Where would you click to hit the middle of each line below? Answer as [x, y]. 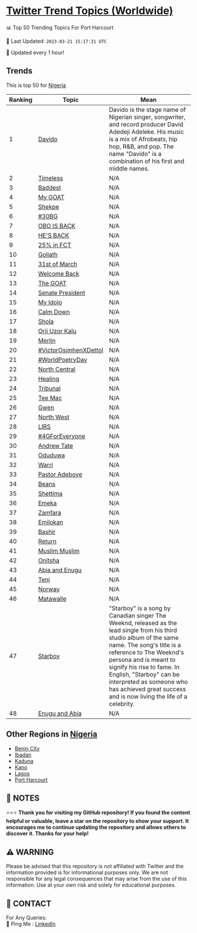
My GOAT [51, 197]
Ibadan [23, 755]
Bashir [47, 532]
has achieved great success [147, 689]
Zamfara [50, 512]
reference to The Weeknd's [147, 652]
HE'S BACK [53, 235]
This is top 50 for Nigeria [36, 85]
